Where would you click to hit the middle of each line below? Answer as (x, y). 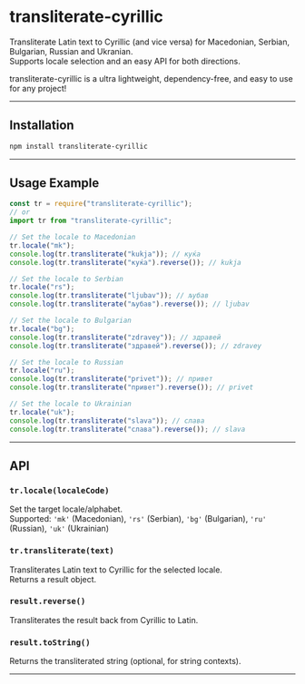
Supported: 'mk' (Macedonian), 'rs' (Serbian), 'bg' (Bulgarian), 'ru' (138, 519)
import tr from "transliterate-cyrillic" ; (91, 221)
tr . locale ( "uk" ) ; (42, 412)
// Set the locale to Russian (67, 362)
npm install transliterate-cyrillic (79, 146)
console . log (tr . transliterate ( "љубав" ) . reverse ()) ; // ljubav (129, 304)
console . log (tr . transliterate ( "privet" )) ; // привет (111, 379)
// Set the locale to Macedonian (73, 238)
